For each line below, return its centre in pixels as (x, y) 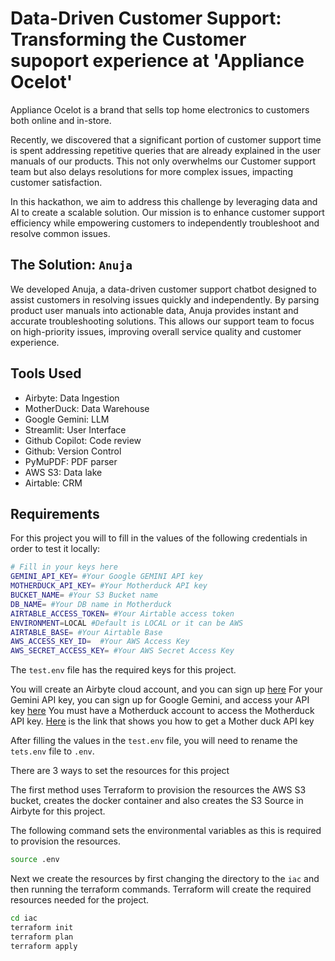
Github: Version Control (73, 451)
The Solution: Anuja (71, 265)
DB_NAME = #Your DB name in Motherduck (91, 604)
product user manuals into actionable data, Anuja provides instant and (154, 310)
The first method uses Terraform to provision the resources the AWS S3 (158, 790)
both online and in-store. (61, 120)
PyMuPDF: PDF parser (71, 461)
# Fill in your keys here (64, 567)
